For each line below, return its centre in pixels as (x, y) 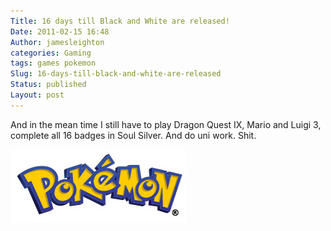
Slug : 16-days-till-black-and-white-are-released (116, 74)
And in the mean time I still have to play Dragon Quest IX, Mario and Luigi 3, (166, 124)
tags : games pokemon (53, 63)
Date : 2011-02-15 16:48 (60, 31)
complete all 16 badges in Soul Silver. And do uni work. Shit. (133, 135)
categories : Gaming (51, 53)
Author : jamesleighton (57, 42)
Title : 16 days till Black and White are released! (120, 21)
